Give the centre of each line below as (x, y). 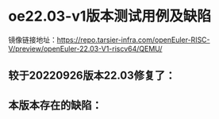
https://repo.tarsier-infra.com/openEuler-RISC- (133, 40)
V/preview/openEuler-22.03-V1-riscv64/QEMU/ (85, 48)
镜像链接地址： (33, 40)
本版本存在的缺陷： (55, 105)
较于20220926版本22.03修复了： (92, 76)
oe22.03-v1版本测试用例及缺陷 (110, 16)
